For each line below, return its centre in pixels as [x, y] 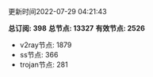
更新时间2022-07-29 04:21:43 [57, 11]
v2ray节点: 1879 [46, 45]
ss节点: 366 [39, 55]
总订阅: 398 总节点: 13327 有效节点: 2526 [76, 28]
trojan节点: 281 [44, 64]
